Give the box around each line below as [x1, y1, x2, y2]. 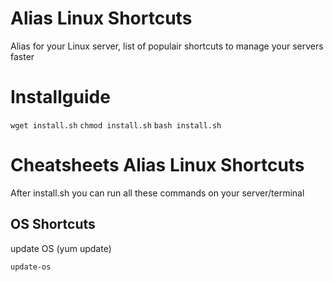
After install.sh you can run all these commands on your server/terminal [10, 187, 305, 199]
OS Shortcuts [10, 216, 96, 233]
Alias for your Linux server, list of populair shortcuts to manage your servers [10, 40, 324, 52]
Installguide [10, 86, 111, 109]
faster [10, 50, 35, 62]
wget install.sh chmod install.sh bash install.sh [10, 120, 222, 131]
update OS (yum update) [10, 242, 112, 254]
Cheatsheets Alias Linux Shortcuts [10, 154, 305, 177]
